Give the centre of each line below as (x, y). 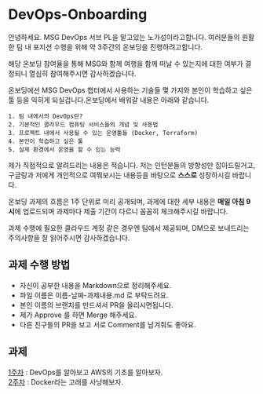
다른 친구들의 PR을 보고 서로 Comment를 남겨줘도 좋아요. (108, 324)
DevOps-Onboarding (78, 15)
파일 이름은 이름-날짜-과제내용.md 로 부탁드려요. (94, 295)
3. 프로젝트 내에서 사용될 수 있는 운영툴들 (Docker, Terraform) (103, 133)
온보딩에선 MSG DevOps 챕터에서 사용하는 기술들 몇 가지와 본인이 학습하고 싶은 (130, 90)
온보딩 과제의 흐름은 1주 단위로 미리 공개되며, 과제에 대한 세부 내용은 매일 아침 (126, 201)
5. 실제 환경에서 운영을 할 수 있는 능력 (64, 150)
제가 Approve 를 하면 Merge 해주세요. (78, 315)
